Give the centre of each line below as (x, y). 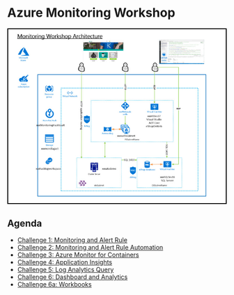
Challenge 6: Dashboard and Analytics (72, 277)
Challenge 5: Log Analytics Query (65, 270)
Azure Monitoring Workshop (91, 13)
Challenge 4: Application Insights (65, 262)
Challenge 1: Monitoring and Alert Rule (72, 240)
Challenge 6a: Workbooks (54, 285)
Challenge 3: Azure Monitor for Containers (78, 255)
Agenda (25, 223)
